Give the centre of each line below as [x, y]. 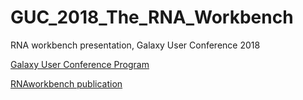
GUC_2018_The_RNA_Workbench [152, 17]
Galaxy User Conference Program [80, 64]
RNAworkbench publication [66, 83]
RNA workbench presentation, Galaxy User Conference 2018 [135, 45]
